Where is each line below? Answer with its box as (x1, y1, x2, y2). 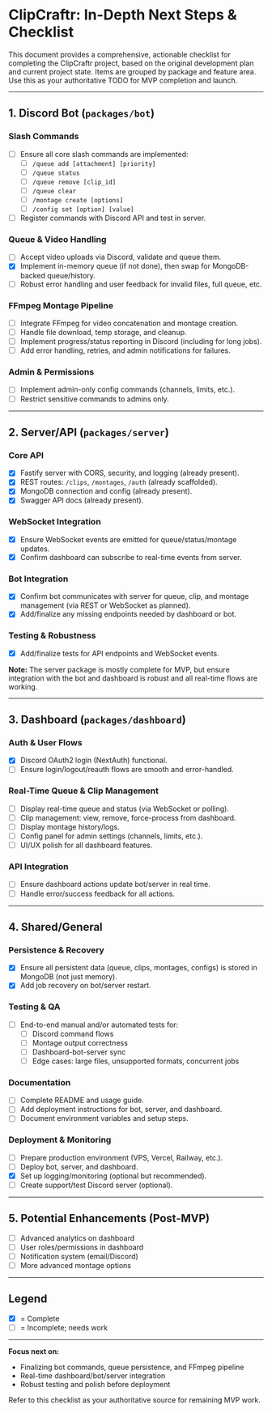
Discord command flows (32, 1029, 114, 1038)
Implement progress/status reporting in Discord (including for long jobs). (19, 337, 262, 346)
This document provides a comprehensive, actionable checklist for (8, 49, 231, 59)
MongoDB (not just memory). (19, 972, 117, 982)
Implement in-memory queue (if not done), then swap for (19, 261, 211, 271)
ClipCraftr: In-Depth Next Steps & (8, 6, 237, 24)
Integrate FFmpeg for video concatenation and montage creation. (19, 318, 239, 328)
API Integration (8, 861, 69, 872)
